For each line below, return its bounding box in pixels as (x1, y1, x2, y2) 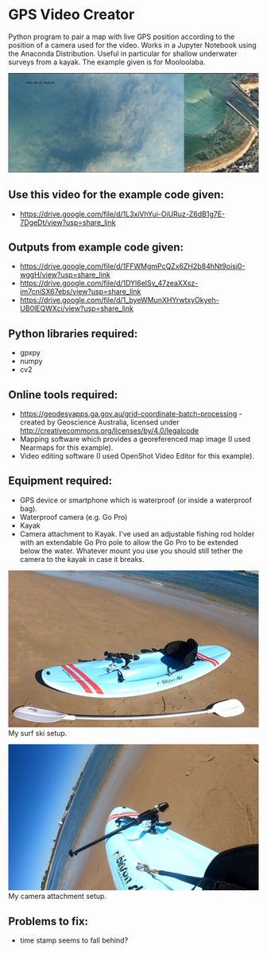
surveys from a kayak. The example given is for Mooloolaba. (8, 57, 206, 67)
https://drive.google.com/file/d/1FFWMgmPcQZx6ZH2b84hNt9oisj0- (19, 261, 246, 271)
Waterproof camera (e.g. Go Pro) (19, 512, 128, 521)
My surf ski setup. (8, 729, 68, 738)
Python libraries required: (8, 327, 138, 340)
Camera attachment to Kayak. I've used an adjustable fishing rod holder (19, 529, 255, 538)
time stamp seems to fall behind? (19, 936, 129, 945)
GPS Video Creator (8, 6, 135, 24)
